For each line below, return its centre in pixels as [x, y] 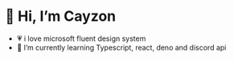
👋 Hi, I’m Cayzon [61, 16]
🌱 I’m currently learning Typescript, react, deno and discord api [121, 47]
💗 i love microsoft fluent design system [81, 38]
